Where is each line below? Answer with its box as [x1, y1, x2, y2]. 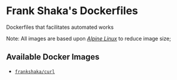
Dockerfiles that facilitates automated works [6, 24, 114, 31]
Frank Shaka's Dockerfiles [6, 4, 139, 18]
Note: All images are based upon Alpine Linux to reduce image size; [6, 35, 172, 42]
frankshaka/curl [14, 69, 55, 75]
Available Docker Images [6, 52, 99, 62]
